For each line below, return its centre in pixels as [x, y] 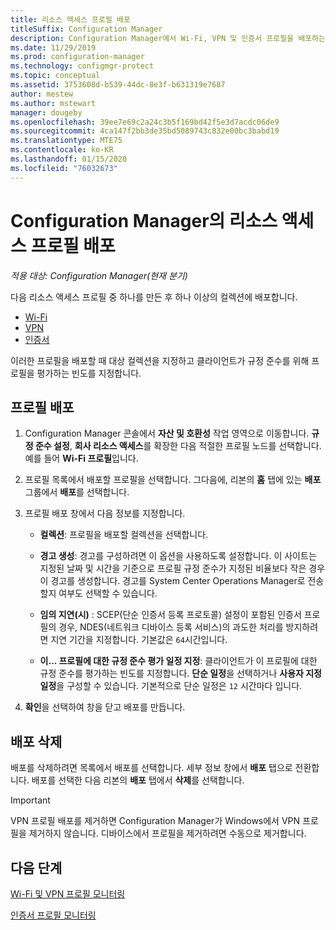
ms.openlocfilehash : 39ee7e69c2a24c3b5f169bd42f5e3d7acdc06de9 [145, 122]
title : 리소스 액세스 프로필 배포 [70, 19]
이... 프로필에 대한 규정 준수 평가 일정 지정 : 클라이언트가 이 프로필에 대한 [178, 661]
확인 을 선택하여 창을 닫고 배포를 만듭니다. [105, 707]
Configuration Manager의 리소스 [144, 220]
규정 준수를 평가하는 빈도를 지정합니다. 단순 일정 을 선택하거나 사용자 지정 [180, 673]
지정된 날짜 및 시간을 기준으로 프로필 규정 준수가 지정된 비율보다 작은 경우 [182, 568]
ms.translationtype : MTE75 [66, 141]
